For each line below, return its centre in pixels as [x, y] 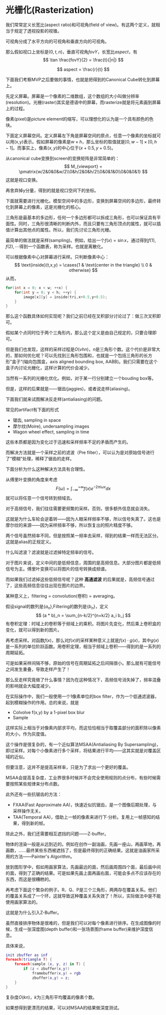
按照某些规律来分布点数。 [36, 783]
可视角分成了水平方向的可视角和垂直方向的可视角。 [57, 41]
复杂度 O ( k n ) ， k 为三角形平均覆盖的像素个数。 [51, 997]
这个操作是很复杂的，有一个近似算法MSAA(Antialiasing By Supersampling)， [83, 744]
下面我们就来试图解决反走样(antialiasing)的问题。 [55, 399]
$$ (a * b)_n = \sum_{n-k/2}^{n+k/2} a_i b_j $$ [83, 615]
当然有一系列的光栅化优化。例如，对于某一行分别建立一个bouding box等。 [81, 378]
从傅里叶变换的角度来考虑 [32, 480]
